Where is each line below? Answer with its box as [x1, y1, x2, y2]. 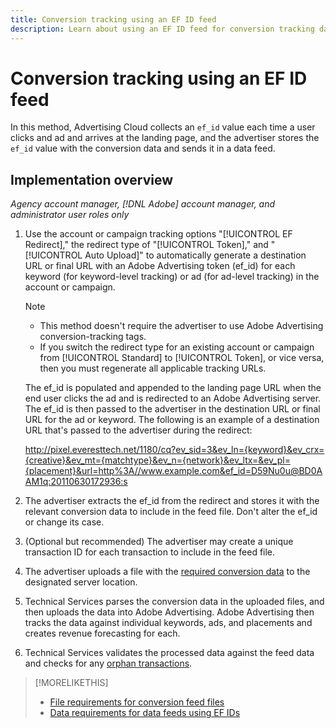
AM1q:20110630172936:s [24, 476, 128, 488]
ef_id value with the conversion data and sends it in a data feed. [10, 142, 276, 155]
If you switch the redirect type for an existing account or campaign [39, 341, 315, 353]
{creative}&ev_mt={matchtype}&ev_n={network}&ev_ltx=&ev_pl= [24, 454, 291, 466]
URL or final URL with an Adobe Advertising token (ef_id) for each [24, 260, 296, 272]
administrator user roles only [10, 209, 130, 221]
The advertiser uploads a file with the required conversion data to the [24, 566, 311, 578]
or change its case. [24, 516, 105, 528]
